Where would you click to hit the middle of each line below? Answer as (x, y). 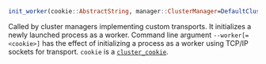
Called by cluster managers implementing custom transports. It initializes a (130, 26)
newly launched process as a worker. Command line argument (110, 35)
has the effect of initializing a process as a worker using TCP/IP (146, 43)
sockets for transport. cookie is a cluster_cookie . (88, 51)
